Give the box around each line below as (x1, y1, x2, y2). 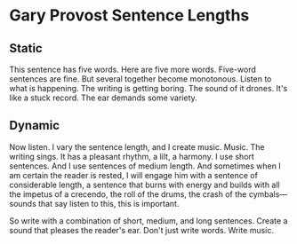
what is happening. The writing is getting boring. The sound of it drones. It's (9, 83, 288, 93)
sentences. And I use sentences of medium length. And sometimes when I (9, 161, 282, 171)
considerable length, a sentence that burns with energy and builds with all (9, 179, 280, 190)
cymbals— (248, 188, 288, 200)
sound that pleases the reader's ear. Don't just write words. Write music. (9, 224, 274, 235)
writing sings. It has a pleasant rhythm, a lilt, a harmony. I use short (9, 151, 255, 161)
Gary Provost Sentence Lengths (9, 5, 250, 26)
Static (9, 41, 43, 56)
